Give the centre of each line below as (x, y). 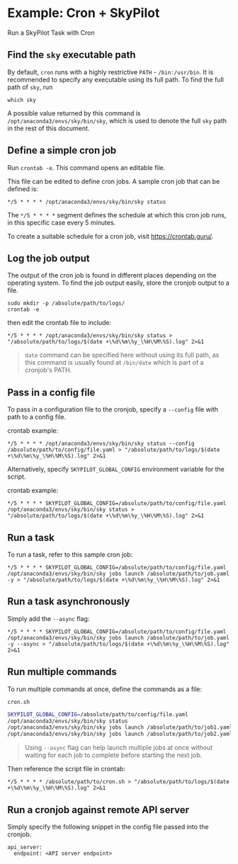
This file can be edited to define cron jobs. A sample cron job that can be (114, 181)
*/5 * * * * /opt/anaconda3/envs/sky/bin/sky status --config (101, 444)
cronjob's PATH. (48, 370)
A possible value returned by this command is (74, 113)
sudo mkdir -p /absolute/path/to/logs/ (66, 303)
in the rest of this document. (49, 128)
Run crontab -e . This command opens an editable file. (86, 167)
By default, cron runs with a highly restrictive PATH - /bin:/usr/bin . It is (110, 72)
